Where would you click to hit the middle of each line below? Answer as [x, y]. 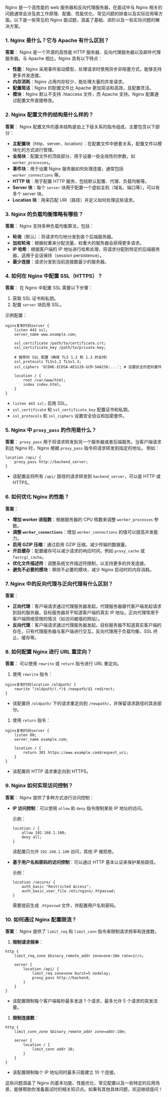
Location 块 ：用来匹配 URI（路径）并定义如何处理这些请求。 [75, 200]
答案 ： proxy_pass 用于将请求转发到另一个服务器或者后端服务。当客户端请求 [83, 442]
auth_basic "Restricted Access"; [56, 887]
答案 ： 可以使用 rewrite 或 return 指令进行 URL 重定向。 [63, 664]
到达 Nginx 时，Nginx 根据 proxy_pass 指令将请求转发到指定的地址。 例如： [82, 448]
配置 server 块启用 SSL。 [38, 305]
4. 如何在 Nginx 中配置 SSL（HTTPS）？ [54, 276]
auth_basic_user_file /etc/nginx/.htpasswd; [69, 891]
